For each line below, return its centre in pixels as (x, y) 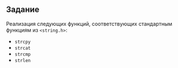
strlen (23, 60)
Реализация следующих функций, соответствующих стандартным (89, 23)
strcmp (23, 54)
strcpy (23, 42)
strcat (23, 48)
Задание (23, 10)
